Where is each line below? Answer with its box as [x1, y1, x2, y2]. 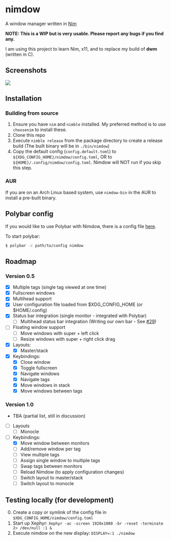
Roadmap [5, 257, 37, 266]
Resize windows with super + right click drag [20, 336, 115, 342]
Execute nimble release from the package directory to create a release [12, 137, 163, 144]
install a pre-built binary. [5, 195, 57, 201]
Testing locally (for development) [5, 495, 114, 504]
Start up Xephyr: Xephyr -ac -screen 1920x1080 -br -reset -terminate [12, 520, 164, 526]
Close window [20, 359, 51, 365]
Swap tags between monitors [20, 463, 82, 469]
